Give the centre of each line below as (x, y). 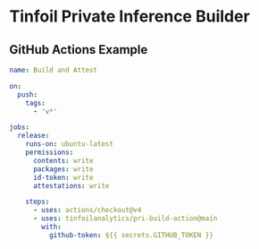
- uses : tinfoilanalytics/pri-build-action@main (125, 219)
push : (28, 94)
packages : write (63, 169)
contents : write (63, 160)
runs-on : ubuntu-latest (70, 144)
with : (52, 227)
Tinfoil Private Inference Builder (129, 17)
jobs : (19, 127)
